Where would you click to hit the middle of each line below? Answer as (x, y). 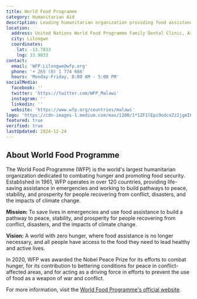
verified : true (25, 126)
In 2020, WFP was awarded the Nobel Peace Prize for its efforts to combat (96, 259)
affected (16, 272)
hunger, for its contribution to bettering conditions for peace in (81, 266)
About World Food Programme (63, 155)
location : (18, 28)
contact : (17, 60)
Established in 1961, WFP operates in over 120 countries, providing (86, 182)
